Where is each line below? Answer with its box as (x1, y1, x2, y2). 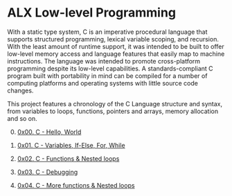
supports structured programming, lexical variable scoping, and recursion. (7, 35, 220, 43)
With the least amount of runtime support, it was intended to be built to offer (7, 42, 225, 50)
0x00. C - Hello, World (17, 128, 82, 136)
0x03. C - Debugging (17, 168, 78, 176)
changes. (7, 86, 34, 95)
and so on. (7, 114, 38, 122)
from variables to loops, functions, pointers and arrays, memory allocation (7, 107, 219, 115)
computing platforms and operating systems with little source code (7, 79, 199, 87)
